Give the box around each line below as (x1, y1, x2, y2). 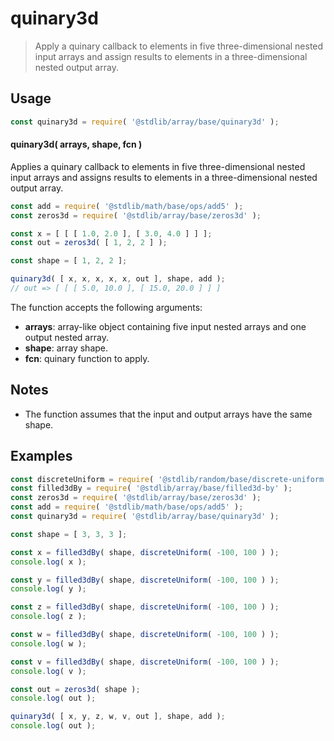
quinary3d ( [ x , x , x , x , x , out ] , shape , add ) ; (10, 274, 226, 284)
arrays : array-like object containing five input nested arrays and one (24, 320, 307, 332)
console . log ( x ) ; (10, 557, 87, 567)
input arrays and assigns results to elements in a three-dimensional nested (10, 171, 318, 183)
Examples (10, 448, 73, 465)
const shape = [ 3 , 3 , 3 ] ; (10, 529, 128, 539)
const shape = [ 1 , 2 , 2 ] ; (10, 256, 128, 266)
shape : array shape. (24, 342, 109, 354)
